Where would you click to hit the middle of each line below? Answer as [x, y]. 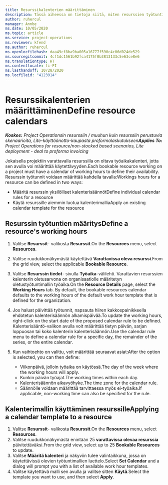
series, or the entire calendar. [43, 342]
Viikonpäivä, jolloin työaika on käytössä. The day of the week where [89, 367]
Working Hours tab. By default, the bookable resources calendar [79, 289]
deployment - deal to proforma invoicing [47, 151]
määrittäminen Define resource [70, 111]
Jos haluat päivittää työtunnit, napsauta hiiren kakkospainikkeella [79, 310]
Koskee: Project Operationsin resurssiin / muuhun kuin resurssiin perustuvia [84, 135]
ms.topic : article [24, 33]
